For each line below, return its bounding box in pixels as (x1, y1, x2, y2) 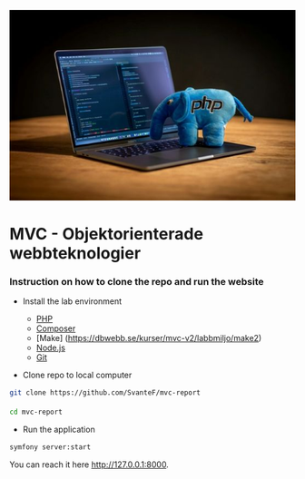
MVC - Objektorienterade (9, 223, 204, 244)
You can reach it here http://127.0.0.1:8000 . (9, 459, 170, 470)
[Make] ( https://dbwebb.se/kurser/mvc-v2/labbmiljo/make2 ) (35, 333, 262, 344)
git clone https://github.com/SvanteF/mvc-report (9, 388, 202, 397)
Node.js (35, 342, 66, 354)
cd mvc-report (9, 407, 64, 416)
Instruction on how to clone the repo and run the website (9, 275, 265, 288)
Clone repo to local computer (22, 369, 133, 381)
